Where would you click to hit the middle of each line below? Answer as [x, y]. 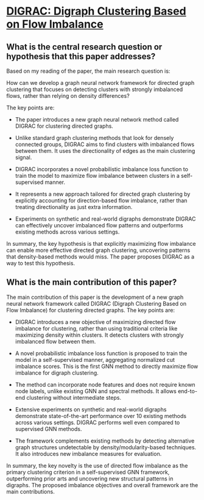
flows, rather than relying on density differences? [68, 96]
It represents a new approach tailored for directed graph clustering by [103, 194]
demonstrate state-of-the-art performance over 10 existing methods [101, 416]
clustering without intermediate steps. [74, 397]
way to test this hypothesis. [40, 263]
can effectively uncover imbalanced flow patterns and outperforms [99, 225]
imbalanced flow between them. [55, 341]
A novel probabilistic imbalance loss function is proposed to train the [101, 353]
